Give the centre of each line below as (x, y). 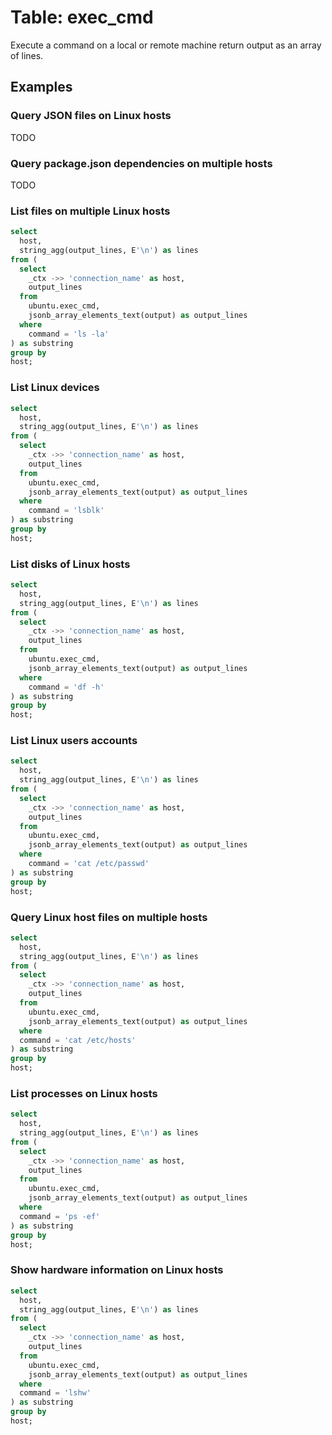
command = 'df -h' (66, 687)
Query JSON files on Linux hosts (91, 116)
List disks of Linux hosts (70, 564)
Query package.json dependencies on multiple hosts (141, 163)
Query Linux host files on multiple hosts (109, 917)
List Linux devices (55, 388)
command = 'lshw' (55, 1393)
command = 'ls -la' (69, 334)
